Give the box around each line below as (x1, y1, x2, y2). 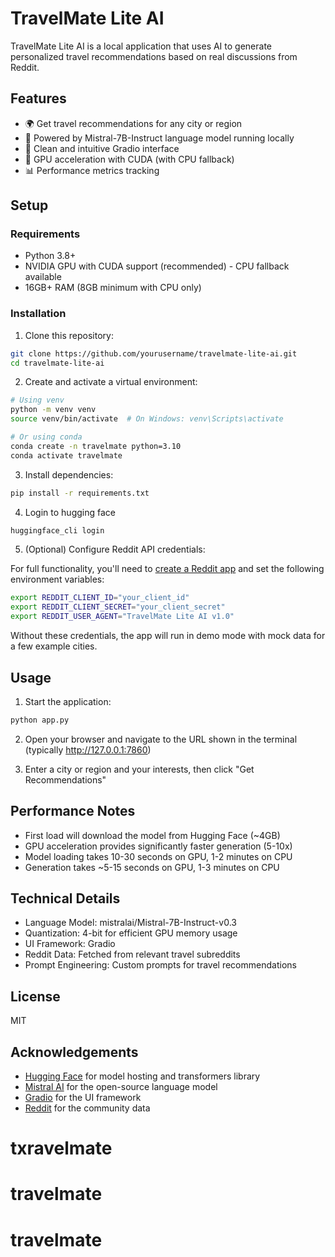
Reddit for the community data (24, 1102, 151, 1114)
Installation (10, 307, 67, 321)
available (24, 271, 62, 283)
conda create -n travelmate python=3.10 (10, 441, 182, 451)
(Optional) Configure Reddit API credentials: (24, 543, 206, 556)
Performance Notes (10, 803, 136, 820)
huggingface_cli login (10, 525, 105, 536)
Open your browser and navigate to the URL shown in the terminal (24, 733, 298, 745)
